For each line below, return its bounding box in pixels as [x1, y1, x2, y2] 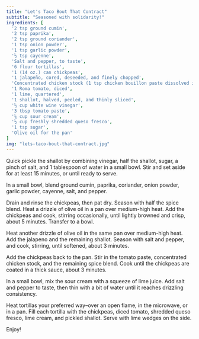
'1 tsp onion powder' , [11, 42, 68, 48]
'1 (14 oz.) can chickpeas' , [11, 69, 84, 75]
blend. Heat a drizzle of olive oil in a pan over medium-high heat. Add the [6, 205, 185, 212]
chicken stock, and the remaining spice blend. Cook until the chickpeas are [6, 260, 190, 267]
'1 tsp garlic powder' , [11, 47, 70, 53]
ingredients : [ [6, 20, 44, 25]
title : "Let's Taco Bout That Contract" [6, 8, 108, 15]
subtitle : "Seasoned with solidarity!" [6, 14, 105, 20]
